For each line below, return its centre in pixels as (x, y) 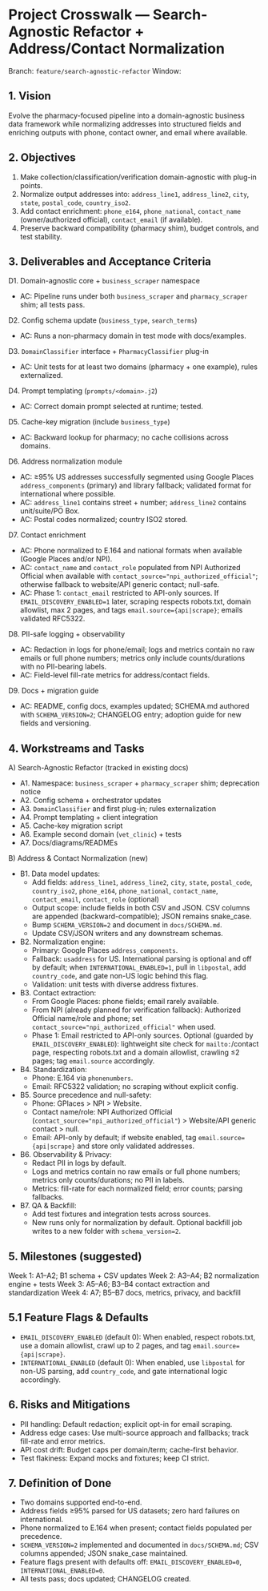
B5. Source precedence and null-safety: (86, 1095)
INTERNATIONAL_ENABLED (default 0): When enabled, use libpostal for (132, 1362)
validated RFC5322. (52, 619)
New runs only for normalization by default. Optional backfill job (137, 1223)
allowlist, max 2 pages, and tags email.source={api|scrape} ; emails (131, 610)
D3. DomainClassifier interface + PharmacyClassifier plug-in (109, 352)
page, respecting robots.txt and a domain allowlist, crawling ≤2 (136, 1053)
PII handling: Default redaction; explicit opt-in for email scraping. (126, 1424)
